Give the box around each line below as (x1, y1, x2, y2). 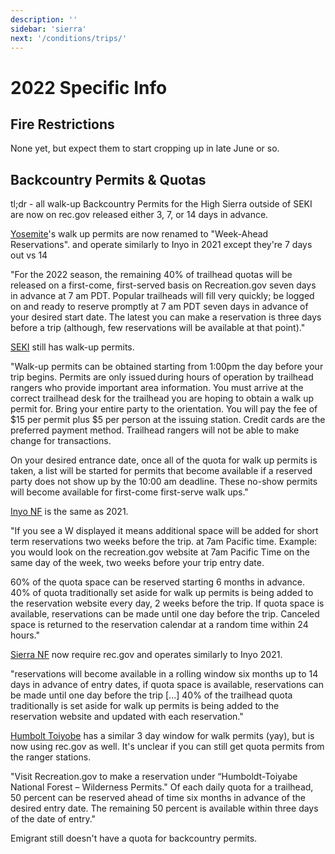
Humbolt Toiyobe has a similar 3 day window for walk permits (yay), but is (10, 730, 315, 742)
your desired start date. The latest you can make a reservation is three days (10, 311, 322, 323)
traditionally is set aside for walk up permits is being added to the (10, 700, 280, 712)
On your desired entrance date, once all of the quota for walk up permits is (10, 454, 318, 466)
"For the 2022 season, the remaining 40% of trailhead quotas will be (10, 269, 293, 281)
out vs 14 (10, 249, 48, 261)
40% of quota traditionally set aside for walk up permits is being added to (10, 587, 314, 599)
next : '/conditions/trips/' (10, 33, 128, 43)
